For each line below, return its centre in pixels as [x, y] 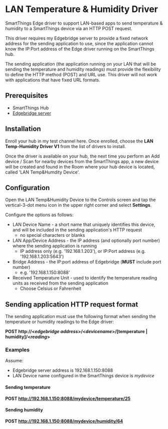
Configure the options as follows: [39, 215]
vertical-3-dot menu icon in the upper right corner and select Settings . [78, 205]
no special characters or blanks [52, 235]
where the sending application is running [54, 246]
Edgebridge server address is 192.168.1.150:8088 [63, 370]
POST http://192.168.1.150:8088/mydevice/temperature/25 [68, 398]
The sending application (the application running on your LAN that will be [81, 64]
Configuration [28, 187]
